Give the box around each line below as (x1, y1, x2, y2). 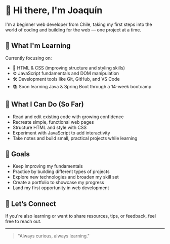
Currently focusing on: (5, 55, 52, 61)
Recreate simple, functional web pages (12, 119, 94, 125)
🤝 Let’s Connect (5, 199, 56, 208)
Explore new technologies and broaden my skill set (12, 174, 119, 180)
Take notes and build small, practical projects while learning (12, 135, 138, 141)
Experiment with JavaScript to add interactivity (12, 129, 110, 136)
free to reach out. (5, 218, 41, 225)
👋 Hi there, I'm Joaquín (5, 5, 103, 16)
